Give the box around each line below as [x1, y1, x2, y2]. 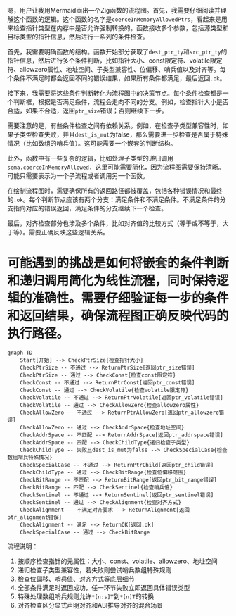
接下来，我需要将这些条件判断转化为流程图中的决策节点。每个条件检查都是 [7, 89, 223, 97]
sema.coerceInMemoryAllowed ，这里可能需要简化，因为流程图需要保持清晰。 [7, 163, 225, 171]
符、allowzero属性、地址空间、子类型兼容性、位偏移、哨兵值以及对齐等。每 [7, 65, 226, 73]
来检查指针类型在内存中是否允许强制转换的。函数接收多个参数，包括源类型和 [7, 24, 229, 32]
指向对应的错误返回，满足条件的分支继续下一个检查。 [13, 204, 167, 213]
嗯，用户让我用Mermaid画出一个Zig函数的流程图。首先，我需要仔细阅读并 [7, 6, 221, 14]
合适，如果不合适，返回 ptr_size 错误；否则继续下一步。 [7, 106, 169, 115]
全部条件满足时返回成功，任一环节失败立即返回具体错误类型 [17, 583, 190, 591]
